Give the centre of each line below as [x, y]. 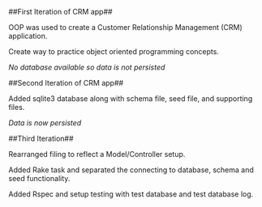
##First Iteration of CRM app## [60, 12]
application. [28, 36]
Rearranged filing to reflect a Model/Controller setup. [97, 154]
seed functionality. [39, 178]
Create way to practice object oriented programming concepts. [114, 51]
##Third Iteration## [41, 138]
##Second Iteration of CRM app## [66, 83]
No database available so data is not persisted [87, 67]
